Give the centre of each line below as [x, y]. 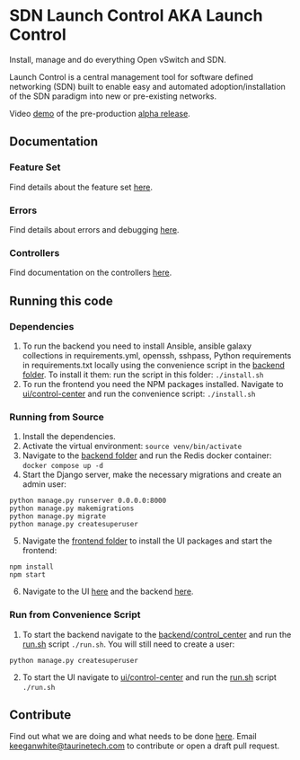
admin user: [44, 484]
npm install [31, 567]
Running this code [62, 300]
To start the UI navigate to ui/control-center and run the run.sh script [149, 677]
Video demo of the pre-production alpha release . [100, 113]
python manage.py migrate [57, 517]
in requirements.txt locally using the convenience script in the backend [154, 365]
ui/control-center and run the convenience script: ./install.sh [139, 393]
